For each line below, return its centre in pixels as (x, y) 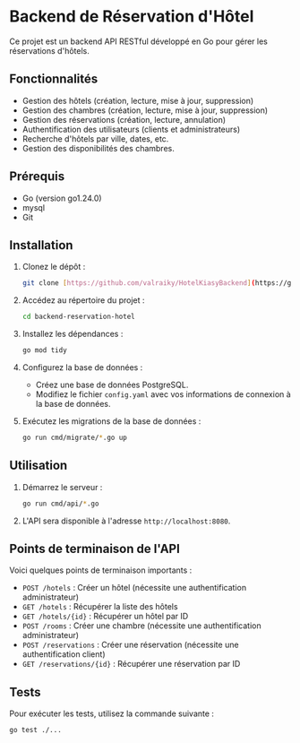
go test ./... (36, 730)
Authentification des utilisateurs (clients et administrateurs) (131, 129)
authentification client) (64, 654)
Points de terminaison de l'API (95, 549)
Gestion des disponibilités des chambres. (98, 148)
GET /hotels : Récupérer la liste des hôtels (100, 607)
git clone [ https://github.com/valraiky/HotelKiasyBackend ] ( (139, 283)
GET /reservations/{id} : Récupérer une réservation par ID (131, 664)
